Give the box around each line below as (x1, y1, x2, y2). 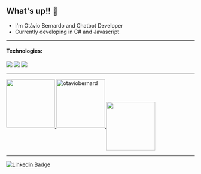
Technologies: (6, 47, 43, 54)
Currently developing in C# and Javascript (14, 28, 120, 35)
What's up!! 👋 (6, 6, 58, 16)
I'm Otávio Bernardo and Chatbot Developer (14, 22, 124, 29)
